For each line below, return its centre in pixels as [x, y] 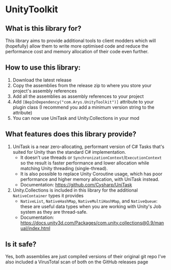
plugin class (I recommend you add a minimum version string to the [83, 107]
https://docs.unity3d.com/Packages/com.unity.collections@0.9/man [92, 223]
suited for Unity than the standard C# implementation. [69, 152]
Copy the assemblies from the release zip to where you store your [82, 85]
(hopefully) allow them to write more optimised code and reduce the [77, 46]
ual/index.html [35, 228]
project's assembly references [45, 91]
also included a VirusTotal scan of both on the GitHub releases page [77, 262]
